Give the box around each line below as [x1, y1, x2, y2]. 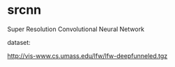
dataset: [7, 38, 31, 46]
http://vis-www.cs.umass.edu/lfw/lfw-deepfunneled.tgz [7, 51, 168, 60]
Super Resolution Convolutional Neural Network [7, 25, 145, 33]
